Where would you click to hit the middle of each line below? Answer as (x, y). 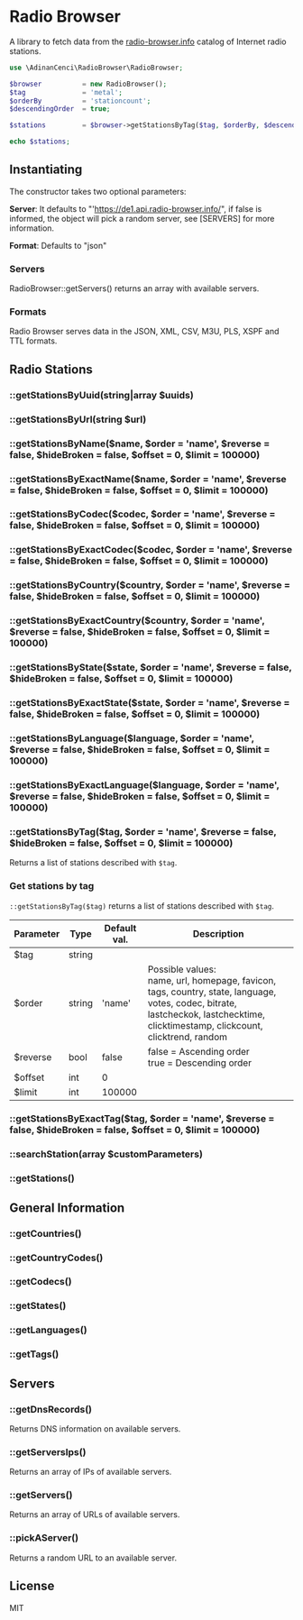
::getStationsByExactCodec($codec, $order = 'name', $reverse (151, 550)
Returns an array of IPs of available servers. (91, 1472)
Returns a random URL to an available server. (93, 1558)
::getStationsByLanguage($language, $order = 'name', (132, 738)
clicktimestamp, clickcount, (205, 1025)
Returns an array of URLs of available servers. (95, 1515)
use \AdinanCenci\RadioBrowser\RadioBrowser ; (96, 68)
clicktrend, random (188, 1037)
